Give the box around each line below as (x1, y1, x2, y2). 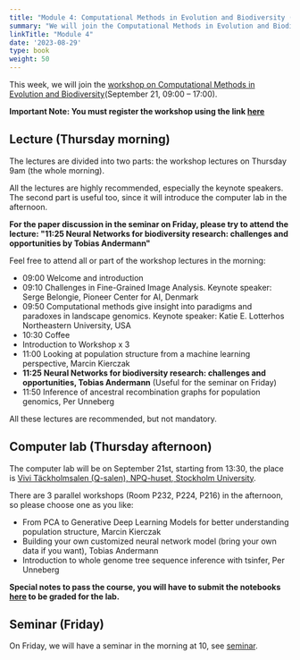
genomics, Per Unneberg (21, 395, 114, 407)
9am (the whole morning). (9, 165, 105, 175)
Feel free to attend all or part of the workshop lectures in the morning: (9, 255, 266, 266)
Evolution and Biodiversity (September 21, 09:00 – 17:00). (9, 89, 218, 99)
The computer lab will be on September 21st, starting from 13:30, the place (9, 462, 284, 474)
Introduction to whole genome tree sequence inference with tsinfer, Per (21, 554, 286, 565)
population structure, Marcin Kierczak (21, 526, 162, 537)
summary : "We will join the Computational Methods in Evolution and (9, 21, 270, 30)
